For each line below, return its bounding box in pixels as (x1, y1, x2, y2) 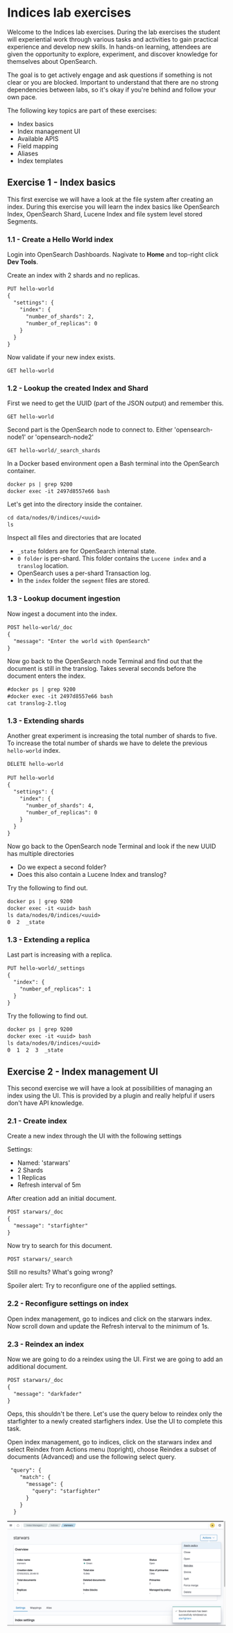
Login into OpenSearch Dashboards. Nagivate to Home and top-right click (7, 250, 219, 259)
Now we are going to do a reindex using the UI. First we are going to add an (7, 1355, 223, 1363)
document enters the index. (7, 672, 86, 680)
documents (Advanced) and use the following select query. (7, 1452, 177, 1461)
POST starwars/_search (7, 1256, 73, 1263)
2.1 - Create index (7, 1115, 67, 1125)
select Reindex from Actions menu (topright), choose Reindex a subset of (7, 1445, 217, 1453)
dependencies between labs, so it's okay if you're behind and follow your (7, 85, 216, 94)
